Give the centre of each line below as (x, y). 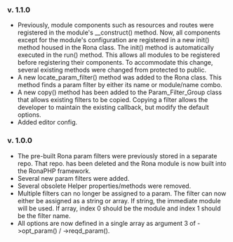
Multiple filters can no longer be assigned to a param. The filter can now (122, 193)
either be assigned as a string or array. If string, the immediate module (119, 200)
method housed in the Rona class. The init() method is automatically (115, 48)
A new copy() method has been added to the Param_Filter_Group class (120, 92)
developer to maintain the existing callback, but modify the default (113, 108)
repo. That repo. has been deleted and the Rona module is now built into (122, 163)
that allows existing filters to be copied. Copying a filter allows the (113, 100)
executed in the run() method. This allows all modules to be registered (119, 55)
